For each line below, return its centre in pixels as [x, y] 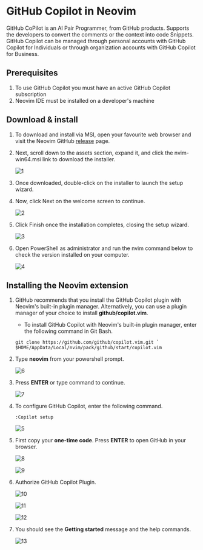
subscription [31, 94]
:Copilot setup [34, 417]
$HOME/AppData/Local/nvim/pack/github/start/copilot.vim [88, 348]
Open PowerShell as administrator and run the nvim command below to [104, 248]
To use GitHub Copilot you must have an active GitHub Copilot [93, 88]
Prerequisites [32, 73]
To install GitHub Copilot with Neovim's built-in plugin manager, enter [110, 325]
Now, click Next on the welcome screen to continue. [80, 201]
